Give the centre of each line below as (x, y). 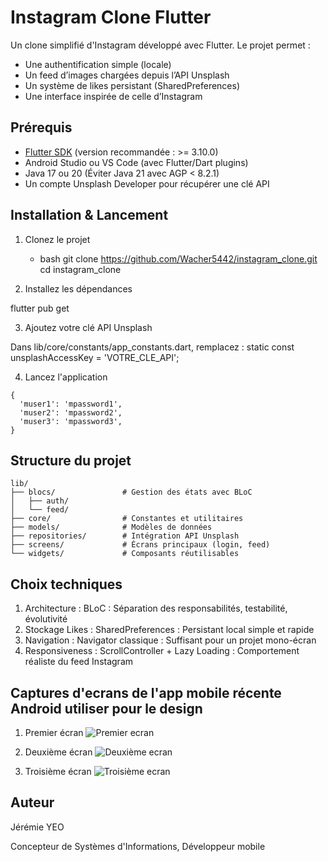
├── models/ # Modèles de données (111, 527)
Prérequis (41, 127)
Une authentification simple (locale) (98, 64)
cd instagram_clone (80, 269)
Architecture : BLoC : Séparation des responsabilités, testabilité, (156, 608)
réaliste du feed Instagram (79, 662)
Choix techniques (66, 584)
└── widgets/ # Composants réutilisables (125, 554)
